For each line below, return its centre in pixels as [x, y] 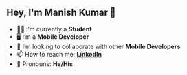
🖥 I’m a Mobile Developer [53, 36]
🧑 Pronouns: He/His [45, 64]
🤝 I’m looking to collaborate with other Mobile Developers [98, 46]
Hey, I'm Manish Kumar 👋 [61, 13]
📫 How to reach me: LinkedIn [59, 54]
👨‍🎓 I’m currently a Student [54, 29]
